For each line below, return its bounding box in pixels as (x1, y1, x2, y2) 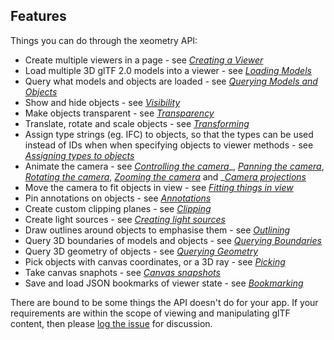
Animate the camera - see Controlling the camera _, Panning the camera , (24, 160, 325, 172)
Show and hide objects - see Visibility (24, 96, 181, 108)
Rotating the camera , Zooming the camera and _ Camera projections (24, 170, 307, 183)
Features (10, 8, 67, 25)
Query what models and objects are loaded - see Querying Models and (24, 75, 318, 87)
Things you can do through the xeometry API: (10, 34, 198, 46)
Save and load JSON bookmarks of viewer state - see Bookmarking (24, 277, 304, 289)
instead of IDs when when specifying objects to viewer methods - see (24, 139, 314, 151)
